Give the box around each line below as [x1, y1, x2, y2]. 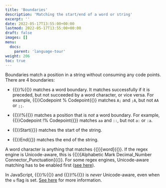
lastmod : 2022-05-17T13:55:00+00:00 [5, 26, 81, 31]
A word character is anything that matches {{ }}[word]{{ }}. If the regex [5, 146, 148, 152]
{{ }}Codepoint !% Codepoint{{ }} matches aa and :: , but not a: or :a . [12, 117, 153, 123]
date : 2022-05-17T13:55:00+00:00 [5, 21, 75, 26]
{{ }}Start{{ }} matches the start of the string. [12, 127, 102, 133]
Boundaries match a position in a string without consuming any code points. [5, 72, 161, 78]
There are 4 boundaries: [5, 77, 55, 83]
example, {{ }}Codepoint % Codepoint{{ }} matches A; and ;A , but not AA [12, 97, 159, 103]
